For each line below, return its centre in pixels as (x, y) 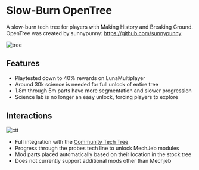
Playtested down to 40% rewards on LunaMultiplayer (80, 78)
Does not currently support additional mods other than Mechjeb (93, 160)
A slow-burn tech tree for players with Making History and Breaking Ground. (100, 27)
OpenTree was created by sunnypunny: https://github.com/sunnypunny (94, 33)
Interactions (29, 116)
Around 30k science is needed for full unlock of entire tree (87, 84)
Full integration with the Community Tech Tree (71, 141)
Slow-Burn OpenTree (59, 10)
